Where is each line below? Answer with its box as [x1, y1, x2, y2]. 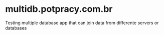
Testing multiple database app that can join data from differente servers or [5, 20, 159, 26]
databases [5, 25, 27, 31]
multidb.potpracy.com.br [5, 3, 113, 15]
